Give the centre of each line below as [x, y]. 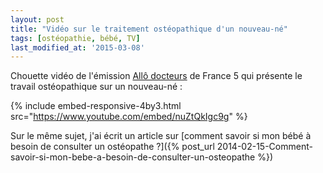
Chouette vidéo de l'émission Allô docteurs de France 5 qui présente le [156, 76]
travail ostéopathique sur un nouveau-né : [96, 87]
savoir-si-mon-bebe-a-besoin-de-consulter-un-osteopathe [133, 157]
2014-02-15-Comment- [264, 147]
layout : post [37, 19]
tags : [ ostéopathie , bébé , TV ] [75, 38]
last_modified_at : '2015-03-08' [77, 47]
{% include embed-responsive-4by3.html [96, 106]
